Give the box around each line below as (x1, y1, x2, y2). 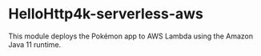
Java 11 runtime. (8, 39, 62, 49)
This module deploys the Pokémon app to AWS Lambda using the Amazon (8, 31, 254, 41)
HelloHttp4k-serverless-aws (8, 5, 204, 23)
